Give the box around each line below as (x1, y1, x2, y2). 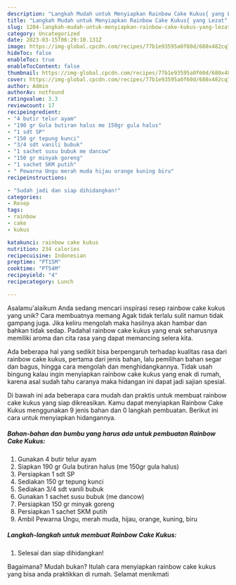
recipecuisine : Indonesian (7, 252, 86, 259)
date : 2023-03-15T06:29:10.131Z (7, 37, 102, 44)
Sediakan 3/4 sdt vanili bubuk (17, 484, 104, 493)
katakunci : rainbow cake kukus (7, 239, 99, 246)
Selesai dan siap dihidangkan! (17, 548, 104, 557)
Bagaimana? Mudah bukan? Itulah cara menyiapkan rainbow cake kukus (7, 562, 216, 571)
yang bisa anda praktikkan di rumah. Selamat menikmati (7, 569, 169, 578)
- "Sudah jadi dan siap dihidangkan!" (7, 187, 121, 194)
